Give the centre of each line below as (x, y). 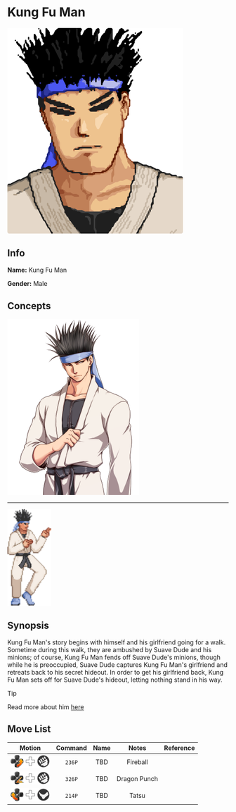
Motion (30, 748)
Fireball (137, 762)
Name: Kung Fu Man (37, 270)
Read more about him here (46, 707)
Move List (29, 729)
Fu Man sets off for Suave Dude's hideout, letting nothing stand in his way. (115, 680)
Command (72, 748)
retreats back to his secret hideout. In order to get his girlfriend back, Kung (116, 673)
